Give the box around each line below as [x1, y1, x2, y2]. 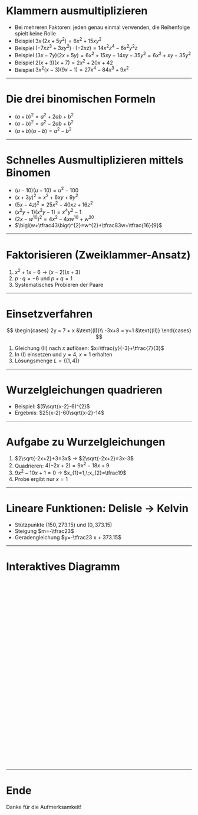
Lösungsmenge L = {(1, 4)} [14, 357, 80, 364]
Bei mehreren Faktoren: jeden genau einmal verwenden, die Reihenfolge [14, 24, 190, 31]
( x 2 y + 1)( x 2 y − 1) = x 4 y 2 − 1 [14, 208, 82, 215]
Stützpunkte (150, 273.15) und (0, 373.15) [14, 521, 113, 528]
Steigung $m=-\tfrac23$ [14, 528, 75, 535]
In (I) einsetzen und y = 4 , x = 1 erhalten [14, 351, 113, 358]
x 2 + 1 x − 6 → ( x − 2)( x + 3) [14, 267, 81, 276]
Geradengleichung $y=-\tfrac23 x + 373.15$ [14, 534, 122, 541]
